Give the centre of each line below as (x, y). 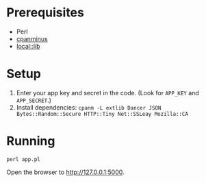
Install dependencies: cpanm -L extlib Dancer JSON (89, 107)
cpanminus (32, 38)
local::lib (28, 46)
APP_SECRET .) (34, 100)
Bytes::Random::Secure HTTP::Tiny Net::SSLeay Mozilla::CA (102, 114)
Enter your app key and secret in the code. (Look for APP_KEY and (107, 93)
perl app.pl (23, 159)
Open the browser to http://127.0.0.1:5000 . (65, 172)
